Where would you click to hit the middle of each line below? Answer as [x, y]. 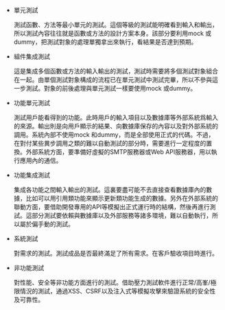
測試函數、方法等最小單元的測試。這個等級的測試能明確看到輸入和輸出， [116, 25]
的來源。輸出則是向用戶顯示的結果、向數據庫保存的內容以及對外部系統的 [116, 126]
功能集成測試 [32, 175]
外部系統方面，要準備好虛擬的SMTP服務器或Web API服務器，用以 [118, 152]
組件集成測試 [32, 56]
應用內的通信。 [41, 160]
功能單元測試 [32, 103]
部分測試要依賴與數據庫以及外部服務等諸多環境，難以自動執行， [122, 215]
